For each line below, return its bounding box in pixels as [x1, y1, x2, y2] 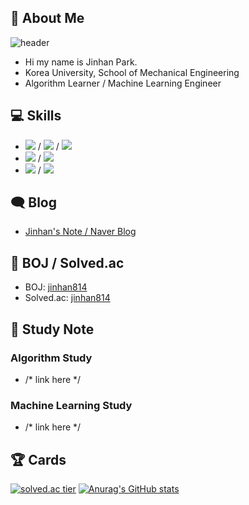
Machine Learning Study [10, 398, 133, 412]
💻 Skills [10, 107, 62, 125]
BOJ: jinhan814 [24, 281, 88, 293]
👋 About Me [10, 10, 85, 27]
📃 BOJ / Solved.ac [10, 254, 125, 271]
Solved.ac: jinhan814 [24, 292, 111, 304]
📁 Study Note [10, 321, 95, 338]
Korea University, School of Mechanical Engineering [24, 66, 240, 78]
